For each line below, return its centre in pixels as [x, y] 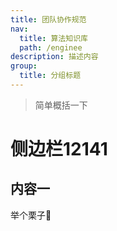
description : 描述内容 [54, 57]
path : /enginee [51, 47]
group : [24, 66]
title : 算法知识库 [53, 38]
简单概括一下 [61, 105]
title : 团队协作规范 [48, 19]
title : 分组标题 [50, 76]
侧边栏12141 [59, 149]
